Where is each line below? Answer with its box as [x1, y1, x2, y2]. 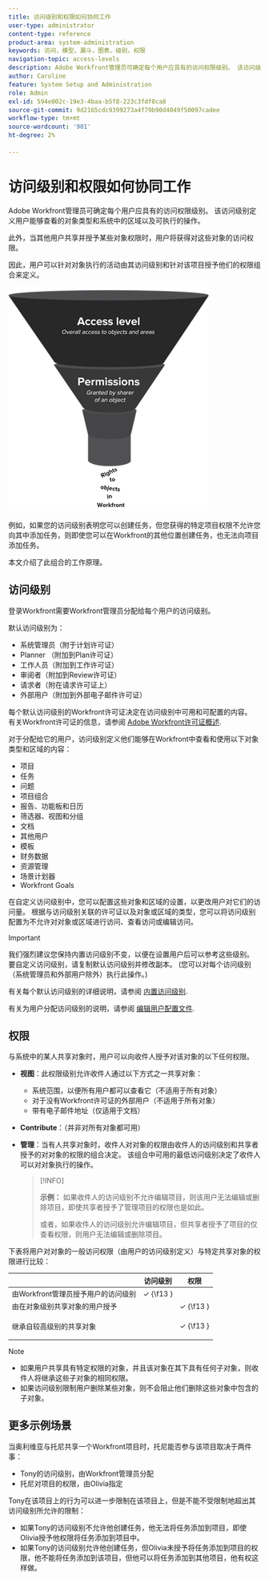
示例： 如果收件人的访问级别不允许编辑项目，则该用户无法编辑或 [39, 1192, 253, 1202]
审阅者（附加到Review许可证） [19, 670, 122, 679]
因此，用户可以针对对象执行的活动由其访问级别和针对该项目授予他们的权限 [8, 260, 254, 269]
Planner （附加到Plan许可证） [19, 650, 118, 659]
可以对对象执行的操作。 [19, 1160, 98, 1170]
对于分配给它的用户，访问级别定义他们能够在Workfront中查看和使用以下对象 [8, 734, 259, 744]
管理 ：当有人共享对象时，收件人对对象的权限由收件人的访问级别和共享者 [19, 1140, 259, 1150]
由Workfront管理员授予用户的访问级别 [11, 1289, 137, 1299]
